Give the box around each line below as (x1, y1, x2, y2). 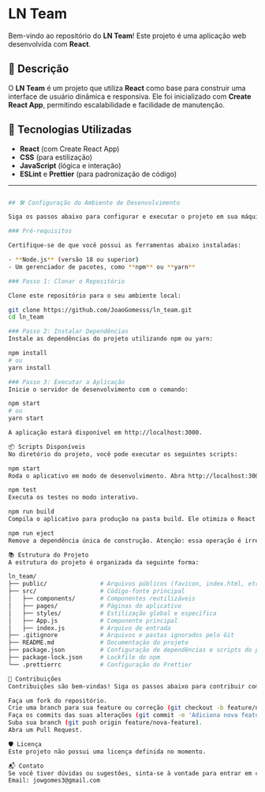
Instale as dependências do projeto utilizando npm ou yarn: (8, 335, 214, 343)
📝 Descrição (8, 62, 69, 76)
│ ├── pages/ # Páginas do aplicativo (8, 602, 181, 609)
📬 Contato (8, 762, 44, 770)
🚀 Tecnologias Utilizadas (8, 123, 132, 137)
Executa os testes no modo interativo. (8, 493, 140, 502)
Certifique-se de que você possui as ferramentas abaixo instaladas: (8, 242, 242, 250)
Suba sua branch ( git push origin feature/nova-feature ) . (8, 718, 203, 727)
